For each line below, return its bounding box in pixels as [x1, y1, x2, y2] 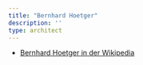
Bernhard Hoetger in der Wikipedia [19, 48, 135, 58]
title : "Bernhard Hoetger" [8, 11, 98, 20]
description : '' [8, 19, 62, 27]
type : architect [8, 26, 62, 34]
